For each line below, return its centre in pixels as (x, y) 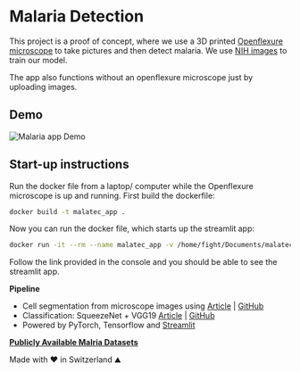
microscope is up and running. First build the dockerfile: (112, 195)
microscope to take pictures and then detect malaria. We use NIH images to (148, 50)
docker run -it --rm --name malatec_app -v (92, 245)
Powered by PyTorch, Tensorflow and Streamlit (108, 325)
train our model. (39, 60)
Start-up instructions (69, 165)
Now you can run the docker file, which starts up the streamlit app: (132, 228)
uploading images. (43, 87)
